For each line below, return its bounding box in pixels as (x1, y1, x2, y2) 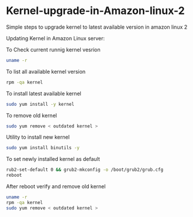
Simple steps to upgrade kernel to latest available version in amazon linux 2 (6, 23, 188, 30)
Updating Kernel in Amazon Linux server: (6, 35, 105, 42)
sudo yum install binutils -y (6, 145, 80, 151)
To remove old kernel (6, 112, 57, 119)
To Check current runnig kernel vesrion (6, 46, 101, 53)
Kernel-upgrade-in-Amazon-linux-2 (6, 4, 185, 18)
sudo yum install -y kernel (6, 101, 75, 107)
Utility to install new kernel (6, 133, 70, 141)
